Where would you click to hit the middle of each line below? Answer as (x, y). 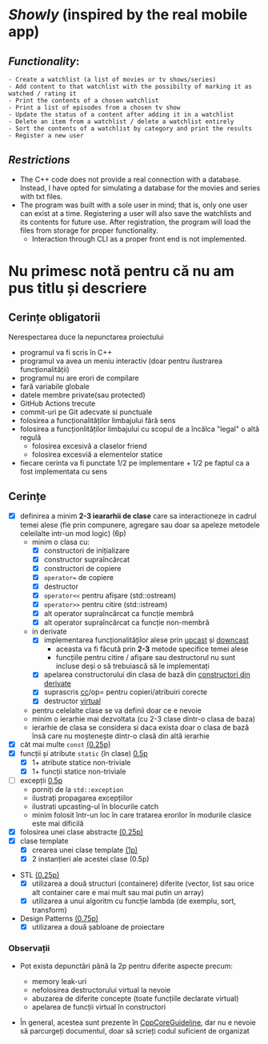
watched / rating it (43, 94)
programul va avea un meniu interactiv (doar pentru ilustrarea (121, 361)
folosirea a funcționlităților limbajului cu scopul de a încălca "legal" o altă (140, 429)
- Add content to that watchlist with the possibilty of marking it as (130, 86)
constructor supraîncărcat (87, 559)
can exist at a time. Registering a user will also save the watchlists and (136, 213)
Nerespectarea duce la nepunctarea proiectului (86, 337)
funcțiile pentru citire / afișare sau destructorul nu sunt (146, 658)
